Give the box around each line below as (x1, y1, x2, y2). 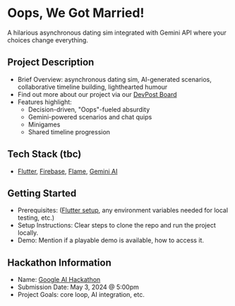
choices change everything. (7, 35, 88, 44)
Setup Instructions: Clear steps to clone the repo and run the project (17, 221, 217, 230)
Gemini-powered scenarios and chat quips (28, 112, 152, 121)
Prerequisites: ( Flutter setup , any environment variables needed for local (17, 206, 228, 215)
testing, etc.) (17, 213, 55, 222)
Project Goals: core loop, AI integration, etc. (17, 290, 145, 299)
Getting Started (7, 187, 77, 199)
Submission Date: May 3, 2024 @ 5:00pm (17, 283, 139, 291)
